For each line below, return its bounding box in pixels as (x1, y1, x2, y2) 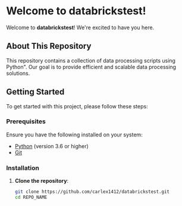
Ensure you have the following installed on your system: (6, 131, 143, 138)
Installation (6, 164, 40, 172)
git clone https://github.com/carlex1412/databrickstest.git (14, 189, 170, 195)
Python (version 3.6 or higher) (14, 142, 89, 149)
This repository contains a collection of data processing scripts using (6, 57, 175, 64)
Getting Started (6, 87, 65, 97)
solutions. (6, 70, 30, 77)
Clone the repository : (14, 177, 69, 185)
